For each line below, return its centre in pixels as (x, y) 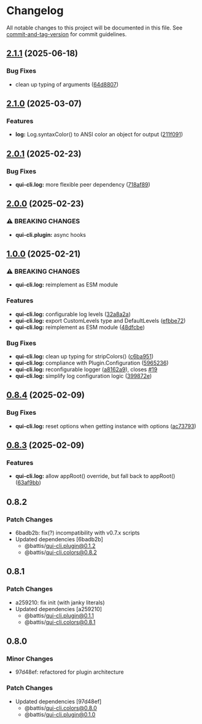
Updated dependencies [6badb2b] (59, 539)
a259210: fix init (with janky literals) (60, 603)
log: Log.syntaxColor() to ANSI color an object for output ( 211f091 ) (99, 134)
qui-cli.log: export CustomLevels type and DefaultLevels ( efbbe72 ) (100, 320)
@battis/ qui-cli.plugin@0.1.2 (60, 546)
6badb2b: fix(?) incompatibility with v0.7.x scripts (77, 533)
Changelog (35, 11)
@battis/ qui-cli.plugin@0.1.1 (59, 615)
